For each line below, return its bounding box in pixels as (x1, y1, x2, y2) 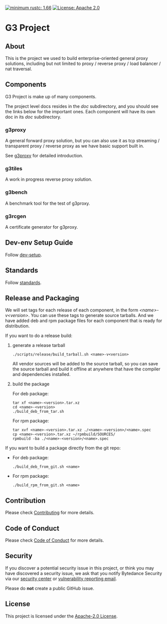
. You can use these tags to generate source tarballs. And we (28, 312, 154, 318)
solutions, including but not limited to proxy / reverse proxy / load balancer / (5, 60, 161, 66)
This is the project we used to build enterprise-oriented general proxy (5, 55, 148, 61)
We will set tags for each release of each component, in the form (5, 307, 139, 313)
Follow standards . (5, 280, 42, 286)
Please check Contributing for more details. (5, 510, 95, 516)
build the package (12, 381, 50, 387)
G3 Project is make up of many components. (5, 93, 97, 99)
